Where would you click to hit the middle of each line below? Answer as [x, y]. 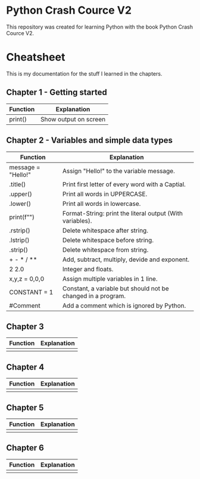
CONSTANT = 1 [31, 292]
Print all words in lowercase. [101, 204]
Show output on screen [73, 119]
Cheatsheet [36, 57]
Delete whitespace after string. [105, 230]
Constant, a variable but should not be [116, 288]
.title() [18, 184]
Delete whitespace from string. [105, 249]
